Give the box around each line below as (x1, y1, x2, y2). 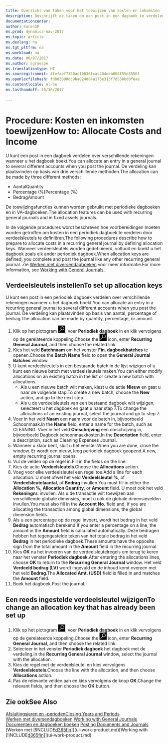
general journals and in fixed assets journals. (5, 214, 98, 220)
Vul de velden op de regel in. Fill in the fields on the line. (12, 458, 127, 465)
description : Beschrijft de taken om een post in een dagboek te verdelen (5, 13, 165, 19)
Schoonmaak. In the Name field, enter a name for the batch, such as (12, 421, 153, 427)
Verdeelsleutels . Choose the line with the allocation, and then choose (12, 667, 156, 673)
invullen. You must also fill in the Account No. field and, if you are (12, 501, 147, 507)
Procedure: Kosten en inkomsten (5, 115, 145, 126)
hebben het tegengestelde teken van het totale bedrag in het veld (12, 533, 148, 539)
